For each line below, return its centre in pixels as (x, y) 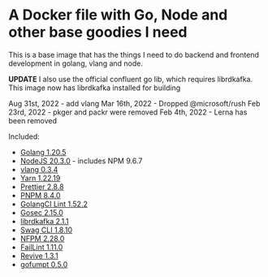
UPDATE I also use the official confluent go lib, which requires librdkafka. (131, 79)
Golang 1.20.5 (43, 152)
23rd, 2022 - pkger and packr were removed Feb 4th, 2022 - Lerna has (128, 112)
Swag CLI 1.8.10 (46, 230)
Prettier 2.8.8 (42, 186)
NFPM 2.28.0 (42, 238)
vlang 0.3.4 (39, 169)
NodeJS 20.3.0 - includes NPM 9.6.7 (81, 161)
